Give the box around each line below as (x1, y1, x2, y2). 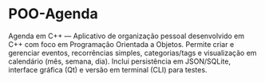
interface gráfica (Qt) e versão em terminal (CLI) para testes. (8, 64, 208, 74)
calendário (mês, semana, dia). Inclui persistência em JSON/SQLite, (8, 57, 231, 66)
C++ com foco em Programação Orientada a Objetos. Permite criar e (8, 39, 235, 49)
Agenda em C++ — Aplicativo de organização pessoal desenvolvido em (8, 31, 245, 41)
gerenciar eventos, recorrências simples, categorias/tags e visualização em (8, 48, 257, 57)
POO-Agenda (8, 5, 98, 23)
